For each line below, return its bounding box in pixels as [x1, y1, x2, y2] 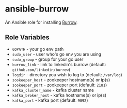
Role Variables [5, 33, 49, 41]
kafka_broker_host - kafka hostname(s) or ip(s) [12, 92, 107, 98]
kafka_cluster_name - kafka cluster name [12, 87, 94, 93]
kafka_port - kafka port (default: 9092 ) [12, 97, 88, 103]
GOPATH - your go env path [12, 46, 64, 52]
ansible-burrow [5, 3, 69, 14]
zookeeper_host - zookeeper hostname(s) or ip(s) [12, 77, 111, 82]
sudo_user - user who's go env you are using [12, 51, 102, 57]
